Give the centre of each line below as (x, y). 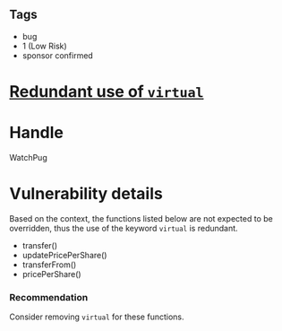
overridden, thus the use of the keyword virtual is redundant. (124, 228)
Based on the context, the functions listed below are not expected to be (141, 218)
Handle (37, 133)
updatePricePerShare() (64, 255)
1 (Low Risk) (44, 46)
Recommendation (49, 297)
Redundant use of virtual (107, 91)
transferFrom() (49, 265)
